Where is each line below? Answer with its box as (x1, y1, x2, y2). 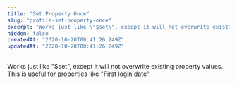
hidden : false (7, 30, 49, 37)
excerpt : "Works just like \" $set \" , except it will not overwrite (7, 23, 210, 30)
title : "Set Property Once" (7, 10, 90, 18)
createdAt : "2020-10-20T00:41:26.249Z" (7, 37, 125, 44)
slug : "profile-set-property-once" (7, 17, 112, 24)
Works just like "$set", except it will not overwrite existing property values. (7, 63, 224, 70)
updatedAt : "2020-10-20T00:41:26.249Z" (7, 43, 125, 50)
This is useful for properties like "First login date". (7, 70, 152, 78)
